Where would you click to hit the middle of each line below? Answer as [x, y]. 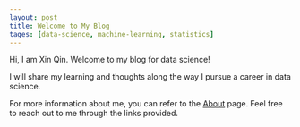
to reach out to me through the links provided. [94, 114]
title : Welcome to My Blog [60, 26]
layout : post [34, 17]
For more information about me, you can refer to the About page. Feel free [146, 104]
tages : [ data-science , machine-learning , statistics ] [112, 34]
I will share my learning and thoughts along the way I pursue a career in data [150, 77]
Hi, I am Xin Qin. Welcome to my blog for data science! [110, 60]
